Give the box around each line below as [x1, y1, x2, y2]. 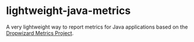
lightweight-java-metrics [6, 4, 131, 17]
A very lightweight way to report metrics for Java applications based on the [6, 23, 188, 30]
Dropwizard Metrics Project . [6, 29, 74, 36]
